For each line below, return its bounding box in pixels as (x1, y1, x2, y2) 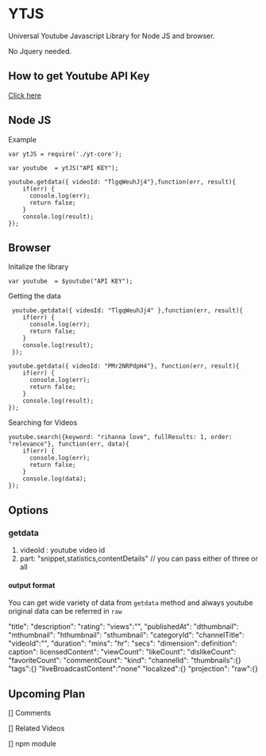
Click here (8, 91, 42, 100)
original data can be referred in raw (8, 607, 122, 616)
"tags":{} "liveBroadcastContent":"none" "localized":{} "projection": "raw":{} (8, 664, 258, 673)
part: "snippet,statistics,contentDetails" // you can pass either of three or (19, 553, 258, 564)
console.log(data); (22, 475, 87, 483)
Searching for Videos (8, 418, 78, 427)
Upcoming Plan (8, 687, 86, 700)
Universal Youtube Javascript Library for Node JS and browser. (8, 31, 215, 40)
